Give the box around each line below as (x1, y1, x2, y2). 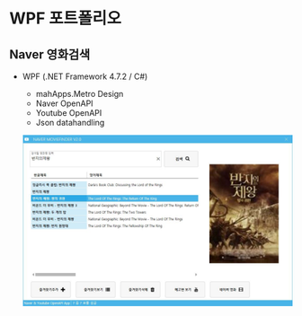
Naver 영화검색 (9, 47, 91, 62)
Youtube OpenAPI (35, 108, 102, 118)
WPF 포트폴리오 (9, 8, 122, 29)
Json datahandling (35, 118, 105, 127)
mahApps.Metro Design (35, 89, 124, 99)
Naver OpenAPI (35, 98, 93, 109)
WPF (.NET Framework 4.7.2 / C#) (22, 71, 148, 82)
